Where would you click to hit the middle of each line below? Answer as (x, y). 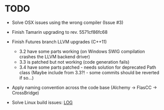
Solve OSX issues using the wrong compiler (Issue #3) (68, 22)
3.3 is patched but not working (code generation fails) (74, 62)
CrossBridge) (25, 93)
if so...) (27, 78)
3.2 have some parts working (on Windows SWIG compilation (82, 51)
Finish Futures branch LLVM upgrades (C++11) (59, 42)
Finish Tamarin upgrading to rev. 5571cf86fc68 (60, 32)
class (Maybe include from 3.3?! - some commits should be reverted (89, 72)
